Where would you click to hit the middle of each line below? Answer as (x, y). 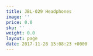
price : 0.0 (19, 22)
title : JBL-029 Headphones (39, 11)
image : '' (18, 17)
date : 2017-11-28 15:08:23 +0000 (47, 44)
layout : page (22, 38)
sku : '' (15, 28)
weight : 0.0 (20, 33)
